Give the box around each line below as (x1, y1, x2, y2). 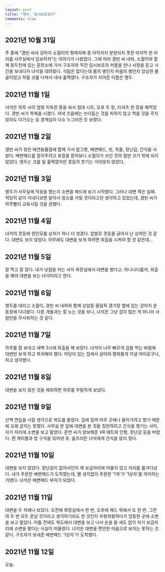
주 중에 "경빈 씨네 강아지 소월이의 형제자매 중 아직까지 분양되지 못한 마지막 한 (5, 50, 153, 56)
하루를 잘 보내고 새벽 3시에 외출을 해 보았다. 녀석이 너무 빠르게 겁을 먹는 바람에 (5, 344, 156, 350)
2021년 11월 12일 (5, 547, 54, 556)
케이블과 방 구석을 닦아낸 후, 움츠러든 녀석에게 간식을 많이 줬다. (16, 435, 137, 441)
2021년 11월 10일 (5, 451, 54, 459)
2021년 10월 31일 (5, 35, 56, 44)
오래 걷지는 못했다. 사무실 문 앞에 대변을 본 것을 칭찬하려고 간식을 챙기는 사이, (10, 423, 159, 429)
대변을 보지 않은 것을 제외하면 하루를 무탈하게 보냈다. (5, 387, 106, 393)
